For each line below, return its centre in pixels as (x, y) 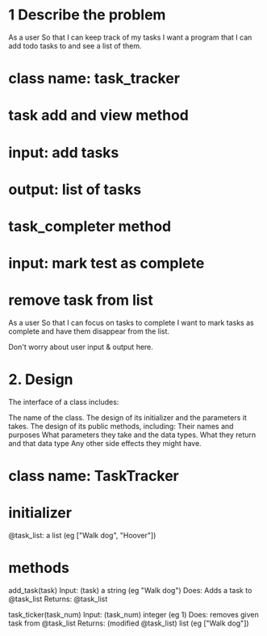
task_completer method (90, 226)
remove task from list (81, 300)
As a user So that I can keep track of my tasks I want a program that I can (130, 37)
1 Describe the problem (87, 15)
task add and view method (99, 116)
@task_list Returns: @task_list (58, 599)
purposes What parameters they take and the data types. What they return (132, 435)
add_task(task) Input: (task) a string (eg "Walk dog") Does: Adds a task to (130, 590)
